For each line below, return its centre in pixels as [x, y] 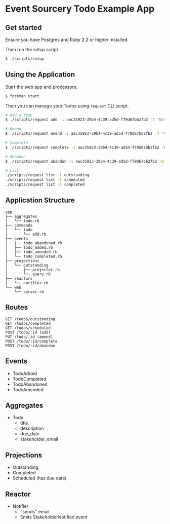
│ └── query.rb [28, 274]
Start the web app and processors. [41, 87]
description [32, 428]
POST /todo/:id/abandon [30, 346]
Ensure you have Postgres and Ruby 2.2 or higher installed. [67, 40]
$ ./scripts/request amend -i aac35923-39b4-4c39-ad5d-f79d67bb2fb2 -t [82, 134]
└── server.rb [29, 292]
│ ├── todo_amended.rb [31, 252]
